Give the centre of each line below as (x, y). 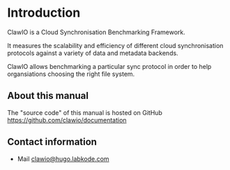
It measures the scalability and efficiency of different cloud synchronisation (115, 45)
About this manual (48, 96)
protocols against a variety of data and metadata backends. (93, 53)
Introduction (44, 13)
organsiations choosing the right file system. (71, 74)
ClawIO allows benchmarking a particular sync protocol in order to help (109, 66)
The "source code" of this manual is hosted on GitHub (85, 112)
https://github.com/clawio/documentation (67, 120)
